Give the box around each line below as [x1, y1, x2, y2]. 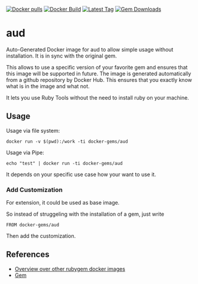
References [6, 250, 50, 260]
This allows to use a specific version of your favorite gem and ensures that [6, 63, 188, 71]
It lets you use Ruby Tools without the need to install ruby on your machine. [6, 94, 189, 101]
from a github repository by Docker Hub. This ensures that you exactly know [6, 76, 192, 83]
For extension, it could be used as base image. [6, 199, 120, 206]
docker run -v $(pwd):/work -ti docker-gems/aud [6, 138, 128, 145]
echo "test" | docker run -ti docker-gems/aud [6, 160, 123, 166]
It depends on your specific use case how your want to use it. [6, 171, 157, 178]
